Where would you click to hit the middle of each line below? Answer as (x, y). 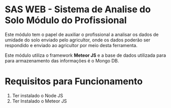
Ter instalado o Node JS (38, 95)
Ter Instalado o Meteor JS (39, 101)
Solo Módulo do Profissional (66, 20)
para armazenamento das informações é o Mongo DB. (62, 60)
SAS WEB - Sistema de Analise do (78, 9)
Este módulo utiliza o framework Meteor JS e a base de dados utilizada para (85, 55)
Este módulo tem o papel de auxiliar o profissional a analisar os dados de (82, 34)
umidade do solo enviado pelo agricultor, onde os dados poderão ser (78, 40)
